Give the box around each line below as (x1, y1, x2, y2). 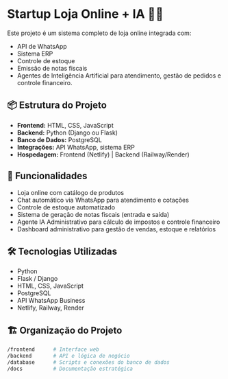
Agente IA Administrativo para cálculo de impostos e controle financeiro (16, 218, 220, 226)
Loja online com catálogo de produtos (16, 188, 125, 196)
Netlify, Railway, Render (16, 303, 84, 312)
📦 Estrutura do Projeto (7, 100, 107, 111)
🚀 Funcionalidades (7, 170, 88, 182)
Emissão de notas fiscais (16, 64, 88, 72)
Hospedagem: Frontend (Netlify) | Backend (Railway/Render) (16, 150, 190, 159)
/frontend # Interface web (7, 346, 99, 353)
